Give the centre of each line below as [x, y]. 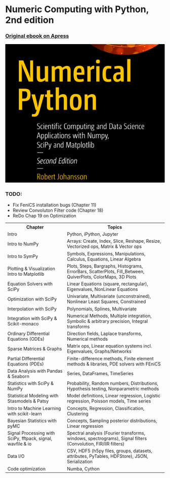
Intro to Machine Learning [34, 408]
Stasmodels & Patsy [28, 401]
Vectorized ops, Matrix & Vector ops [104, 246]
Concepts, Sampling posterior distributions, [112, 420]
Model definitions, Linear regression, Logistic [114, 396]
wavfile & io [19, 444]
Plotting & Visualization [31, 269]
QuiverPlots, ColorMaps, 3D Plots [102, 277]
